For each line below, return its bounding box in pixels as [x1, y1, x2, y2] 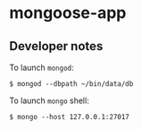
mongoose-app [9, 3, 127, 23]
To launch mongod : [9, 62, 74, 73]
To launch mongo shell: [9, 95, 89, 106]
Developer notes [9, 39, 104, 54]
